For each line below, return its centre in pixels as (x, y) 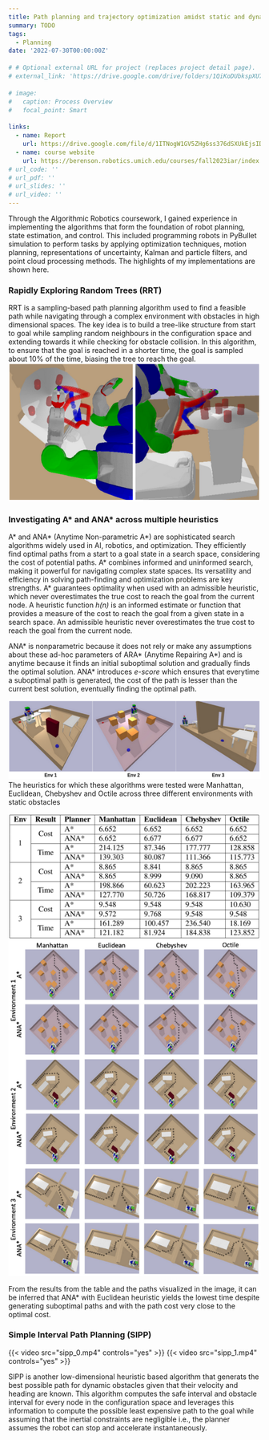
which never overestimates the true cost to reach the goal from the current (131, 597)
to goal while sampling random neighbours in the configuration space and (130, 334)
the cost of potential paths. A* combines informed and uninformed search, (131, 562)
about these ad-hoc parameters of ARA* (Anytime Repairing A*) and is (125, 655)
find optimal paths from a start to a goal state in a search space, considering (134, 554)
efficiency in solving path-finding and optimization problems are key (121, 580)
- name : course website (55, 152)
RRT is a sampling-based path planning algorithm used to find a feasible (127, 308)
